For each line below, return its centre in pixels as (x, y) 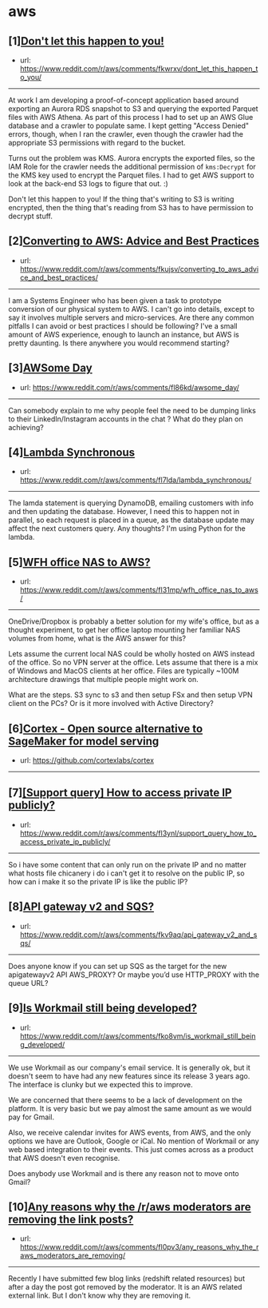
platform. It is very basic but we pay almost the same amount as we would (130, 1108)
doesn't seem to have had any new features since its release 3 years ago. (129, 1076)
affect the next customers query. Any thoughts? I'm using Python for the (127, 528)
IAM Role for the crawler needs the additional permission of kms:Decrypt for (132, 167)
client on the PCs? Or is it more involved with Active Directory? (111, 704)
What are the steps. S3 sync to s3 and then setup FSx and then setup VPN (130, 695)
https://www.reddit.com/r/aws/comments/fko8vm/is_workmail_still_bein (138, 1036)
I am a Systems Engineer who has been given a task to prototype (115, 300)
